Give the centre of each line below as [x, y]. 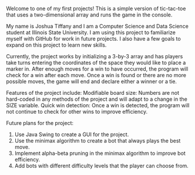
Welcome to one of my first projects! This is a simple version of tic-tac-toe [96, 9]
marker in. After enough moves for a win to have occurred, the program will [97, 69]
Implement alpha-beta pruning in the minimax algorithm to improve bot [100, 153]
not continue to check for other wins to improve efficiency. [77, 112]
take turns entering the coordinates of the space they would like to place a [96, 62]
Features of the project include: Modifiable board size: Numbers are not [93, 93]
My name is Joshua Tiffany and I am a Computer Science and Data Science [97, 26]
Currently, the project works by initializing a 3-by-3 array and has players [95, 56]
